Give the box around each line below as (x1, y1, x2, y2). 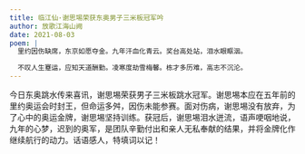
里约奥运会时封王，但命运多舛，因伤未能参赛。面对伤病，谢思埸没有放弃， (9, 101, 288, 111)
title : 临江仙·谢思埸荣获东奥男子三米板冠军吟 (9, 13, 164, 23)
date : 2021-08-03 (9, 30, 75, 39)
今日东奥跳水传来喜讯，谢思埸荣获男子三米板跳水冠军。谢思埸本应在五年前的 (9, 90, 296, 100)
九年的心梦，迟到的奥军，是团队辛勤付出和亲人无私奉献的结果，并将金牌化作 (9, 123, 296, 134)
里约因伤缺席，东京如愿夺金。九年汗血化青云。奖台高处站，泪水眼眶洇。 (17, 47, 248, 56)
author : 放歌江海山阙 (9, 22, 84, 31)
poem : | (9, 38, 39, 48)
